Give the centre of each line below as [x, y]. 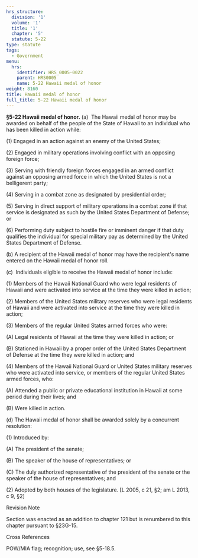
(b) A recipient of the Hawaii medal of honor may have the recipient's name [98, 254]
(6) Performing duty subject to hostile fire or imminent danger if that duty [95, 230]
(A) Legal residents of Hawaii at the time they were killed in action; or [90, 337]
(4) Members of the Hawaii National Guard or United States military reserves [99, 366]
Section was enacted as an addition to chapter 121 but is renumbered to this [98, 519]
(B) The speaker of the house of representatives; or [69, 460]
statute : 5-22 [29, 39]
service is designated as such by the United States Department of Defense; [98, 212]
